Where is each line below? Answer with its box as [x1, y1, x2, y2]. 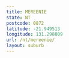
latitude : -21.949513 [6, 25, 61, 32]
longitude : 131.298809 [6, 31, 63, 37]
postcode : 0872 [6, 20, 44, 26]
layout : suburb [6, 43, 44, 49]
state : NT [6, 14, 31, 21]
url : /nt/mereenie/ [6, 37, 55, 43]
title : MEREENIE [6, 8, 47, 15]
